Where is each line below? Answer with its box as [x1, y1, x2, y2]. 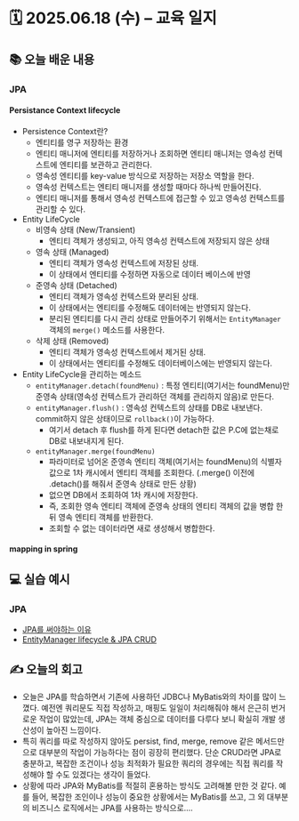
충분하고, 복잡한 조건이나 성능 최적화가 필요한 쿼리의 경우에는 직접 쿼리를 [21, 758, 274, 769]
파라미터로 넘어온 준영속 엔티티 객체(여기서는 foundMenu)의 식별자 [48, 455, 282, 467]
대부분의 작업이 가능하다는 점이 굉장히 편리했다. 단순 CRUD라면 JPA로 [38, 746, 282, 757]
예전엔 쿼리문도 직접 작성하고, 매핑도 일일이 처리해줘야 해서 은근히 [41, 702, 270, 712]
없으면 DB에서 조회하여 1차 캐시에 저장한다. [48, 489, 198, 500]
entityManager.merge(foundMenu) [35, 447, 156, 456]
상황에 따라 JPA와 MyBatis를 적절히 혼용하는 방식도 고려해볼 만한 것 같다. [21, 780, 278, 791]
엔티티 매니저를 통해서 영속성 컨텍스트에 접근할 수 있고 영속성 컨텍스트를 [35, 192, 286, 203]
